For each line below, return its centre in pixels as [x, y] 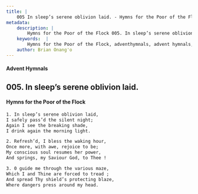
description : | [35, 28]
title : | [17, 11]
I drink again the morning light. [49, 131]
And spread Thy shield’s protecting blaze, [60, 179]
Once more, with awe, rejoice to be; [52, 147]
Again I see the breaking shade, [47, 125]
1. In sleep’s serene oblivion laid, [52, 114]
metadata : [18, 22]
